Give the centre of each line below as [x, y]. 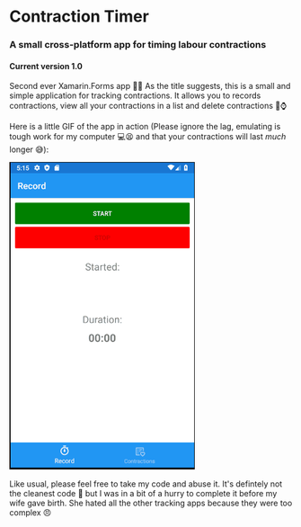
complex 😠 [31, 513]
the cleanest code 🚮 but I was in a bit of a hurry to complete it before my [143, 494]
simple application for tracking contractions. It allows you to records [135, 95]
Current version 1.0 [46, 66]
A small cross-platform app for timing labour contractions [138, 45]
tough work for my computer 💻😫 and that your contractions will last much [148, 137]
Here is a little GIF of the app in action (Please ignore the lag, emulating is [145, 127]
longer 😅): [29, 149]
